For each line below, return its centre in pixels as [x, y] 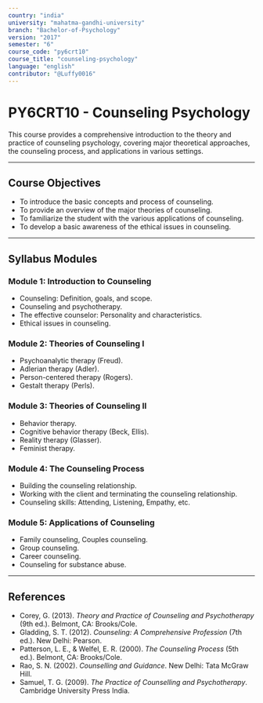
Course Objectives [55, 182]
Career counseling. [50, 556]
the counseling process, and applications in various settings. [106, 151]
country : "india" [36, 15]
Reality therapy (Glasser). [60, 439]
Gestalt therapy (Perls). [57, 386]
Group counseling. [49, 548]
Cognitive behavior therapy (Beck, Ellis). [84, 432]
